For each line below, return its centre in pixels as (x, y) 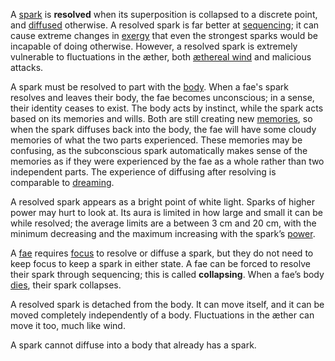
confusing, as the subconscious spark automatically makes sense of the (159, 150)
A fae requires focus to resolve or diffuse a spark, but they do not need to (162, 253)
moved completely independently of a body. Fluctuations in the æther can (162, 315)
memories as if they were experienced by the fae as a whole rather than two (167, 161)
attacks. (27, 67)
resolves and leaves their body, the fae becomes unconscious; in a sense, (162, 97)
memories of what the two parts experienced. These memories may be (156, 140)
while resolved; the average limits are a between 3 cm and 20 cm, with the (163, 223)
